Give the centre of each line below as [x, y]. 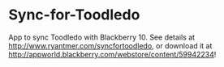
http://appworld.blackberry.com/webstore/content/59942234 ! [112, 54]
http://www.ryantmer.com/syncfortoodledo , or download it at [110, 45]
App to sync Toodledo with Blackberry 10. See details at [102, 37]
